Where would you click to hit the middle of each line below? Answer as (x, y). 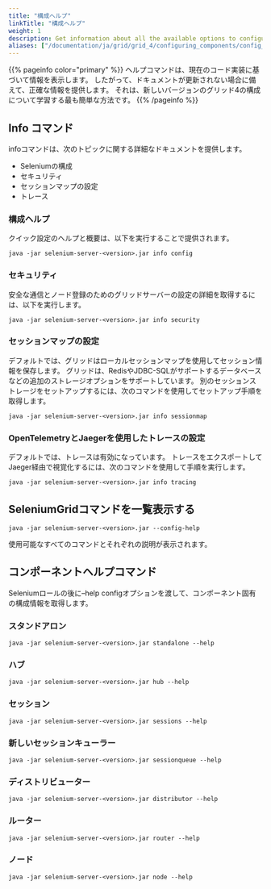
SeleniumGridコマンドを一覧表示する (102, 509)
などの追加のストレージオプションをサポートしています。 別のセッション (129, 381)
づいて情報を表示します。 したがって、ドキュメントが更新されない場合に (129, 80)
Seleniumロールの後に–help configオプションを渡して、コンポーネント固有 (132, 593)
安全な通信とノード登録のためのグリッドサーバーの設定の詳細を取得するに (132, 294)
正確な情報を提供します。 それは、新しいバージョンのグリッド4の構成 (144, 90)
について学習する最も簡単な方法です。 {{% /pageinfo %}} (104, 100)
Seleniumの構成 (46, 165)
